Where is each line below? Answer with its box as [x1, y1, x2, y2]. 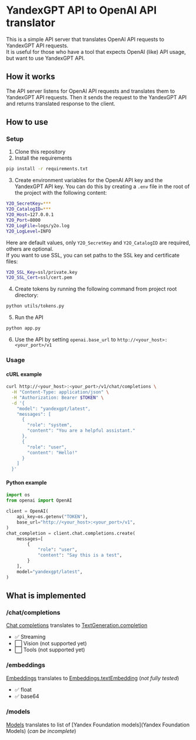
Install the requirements [14, 154, 72, 161]
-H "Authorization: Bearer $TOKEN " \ [11, 395, 104, 400]
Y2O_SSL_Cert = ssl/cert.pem [6, 274, 72, 281]
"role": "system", [27, 422, 72, 428]
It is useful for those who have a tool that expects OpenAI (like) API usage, [6, 48, 187, 55]
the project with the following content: [14, 189, 107, 196]
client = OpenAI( [6, 508, 49, 515]
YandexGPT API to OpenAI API [6, 4, 157, 17]
